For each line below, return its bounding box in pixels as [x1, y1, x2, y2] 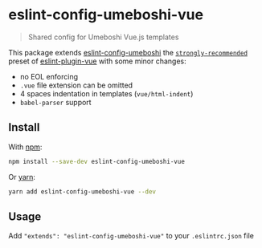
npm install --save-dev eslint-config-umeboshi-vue [8, 157, 185, 165]
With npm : [8, 142, 43, 152]
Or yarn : [8, 172, 36, 181]
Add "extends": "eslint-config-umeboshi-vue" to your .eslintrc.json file [8, 231, 255, 241]
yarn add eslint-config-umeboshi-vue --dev [8, 187, 157, 196]
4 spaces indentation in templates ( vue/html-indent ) [19, 88, 194, 98]
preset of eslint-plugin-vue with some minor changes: [8, 56, 186, 66]
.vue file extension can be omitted [19, 80, 133, 90]
